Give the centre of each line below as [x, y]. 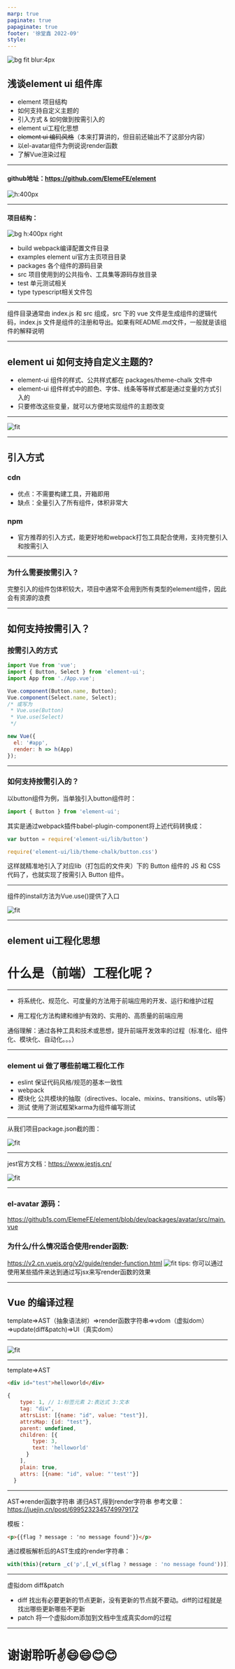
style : [17, 40]
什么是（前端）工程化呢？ [81, 973]
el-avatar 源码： [35, 1204]
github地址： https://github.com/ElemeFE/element [82, 178]
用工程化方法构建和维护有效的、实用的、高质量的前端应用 [100, 1015]
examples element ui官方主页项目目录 [72, 257]
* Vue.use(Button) [37, 711]
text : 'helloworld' [61, 1448]
